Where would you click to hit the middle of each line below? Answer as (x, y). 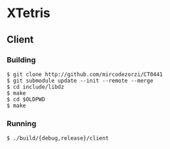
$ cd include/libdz (36, 87)
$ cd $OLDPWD (26, 99)
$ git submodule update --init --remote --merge (80, 81)
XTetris (28, 13)
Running (22, 123)
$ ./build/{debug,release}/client (58, 138)
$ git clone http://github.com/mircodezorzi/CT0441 (85, 74)
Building (21, 60)
